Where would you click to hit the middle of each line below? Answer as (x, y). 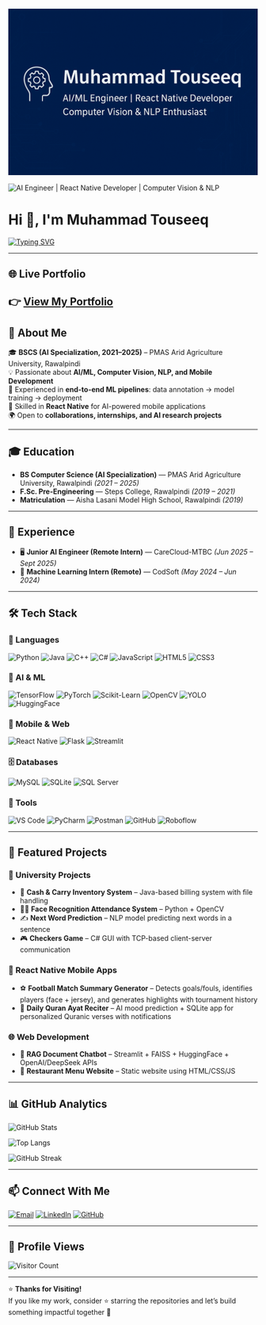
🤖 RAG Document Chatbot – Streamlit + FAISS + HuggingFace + (124, 1054)
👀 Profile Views (46, 1247)
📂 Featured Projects (58, 853)
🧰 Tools (23, 803)
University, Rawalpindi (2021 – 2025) (80, 483)
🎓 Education (42, 451)
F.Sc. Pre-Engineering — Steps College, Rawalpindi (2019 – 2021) (127, 491)
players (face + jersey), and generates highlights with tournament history (139, 999)
